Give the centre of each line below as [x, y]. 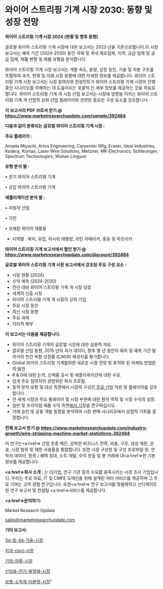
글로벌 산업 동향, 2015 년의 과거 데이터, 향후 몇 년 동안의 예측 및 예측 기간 [81, 350]
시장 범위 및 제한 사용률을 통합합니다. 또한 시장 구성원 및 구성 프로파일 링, [81, 449]
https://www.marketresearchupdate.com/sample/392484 [65, 115]
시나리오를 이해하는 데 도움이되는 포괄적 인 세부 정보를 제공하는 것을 [78, 88]
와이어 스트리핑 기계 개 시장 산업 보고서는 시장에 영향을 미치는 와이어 [84, 94]
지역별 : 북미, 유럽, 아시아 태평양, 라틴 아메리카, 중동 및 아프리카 [72, 239]
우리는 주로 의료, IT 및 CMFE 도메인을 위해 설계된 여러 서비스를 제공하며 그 [82, 478]
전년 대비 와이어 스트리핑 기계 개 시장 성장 [52, 287]
